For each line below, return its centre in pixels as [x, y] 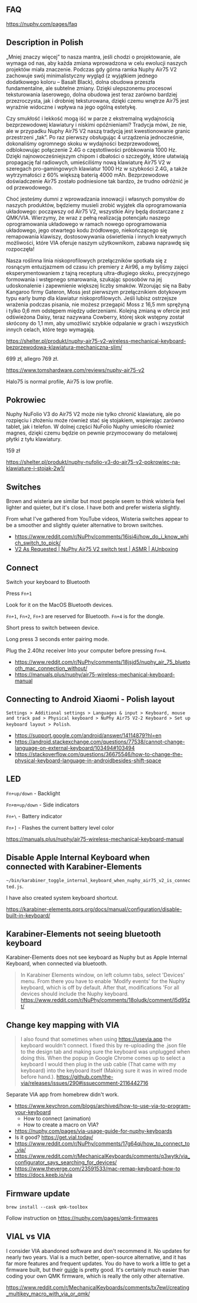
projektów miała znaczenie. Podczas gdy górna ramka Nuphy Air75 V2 [91, 69]
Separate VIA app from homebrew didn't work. [63, 1095]
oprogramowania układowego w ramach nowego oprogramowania [86, 224]
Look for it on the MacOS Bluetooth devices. [60, 605]
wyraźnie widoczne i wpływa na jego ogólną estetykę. [71, 107]
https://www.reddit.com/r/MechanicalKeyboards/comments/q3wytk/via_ [102, 1156]
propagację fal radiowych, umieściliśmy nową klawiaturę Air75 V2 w [89, 162]
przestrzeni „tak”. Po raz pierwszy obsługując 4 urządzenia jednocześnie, [95, 137]
